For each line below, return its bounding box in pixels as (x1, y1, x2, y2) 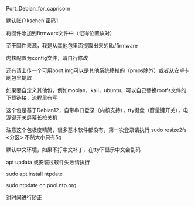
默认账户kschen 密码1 (6, 17, 59, 24)
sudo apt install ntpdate (6, 170, 63, 177)
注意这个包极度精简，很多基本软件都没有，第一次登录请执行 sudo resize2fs (6, 126, 187, 133)
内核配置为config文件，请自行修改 (6, 55, 88, 61)
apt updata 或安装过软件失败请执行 (6, 158, 90, 166)
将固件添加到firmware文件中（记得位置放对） (6, 29, 115, 36)
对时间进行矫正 (6, 194, 42, 201)
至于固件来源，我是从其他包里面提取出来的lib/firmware (6, 42, 138, 49)
